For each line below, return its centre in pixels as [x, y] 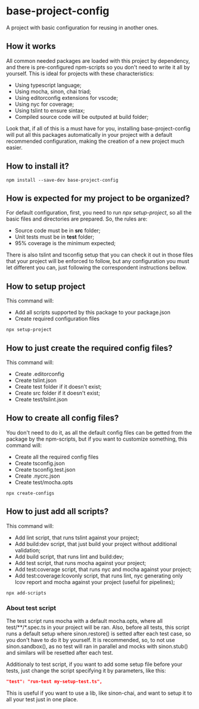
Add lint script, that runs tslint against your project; [77, 537]
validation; [27, 550]
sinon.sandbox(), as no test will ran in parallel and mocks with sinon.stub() [97, 646]
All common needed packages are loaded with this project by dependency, [98, 60]
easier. [14, 147]
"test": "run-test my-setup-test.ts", [54, 682]
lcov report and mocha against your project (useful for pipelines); [95, 582]
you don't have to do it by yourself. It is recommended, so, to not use [91, 640]
